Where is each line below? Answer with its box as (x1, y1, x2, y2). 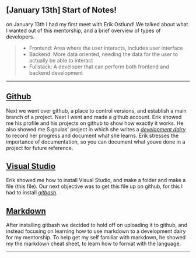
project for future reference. (6, 144, 73, 151)
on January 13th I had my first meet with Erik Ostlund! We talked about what (6, 20, 188, 27)
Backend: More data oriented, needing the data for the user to (29, 50, 178, 58)
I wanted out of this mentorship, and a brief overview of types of (6, 27, 161, 34)
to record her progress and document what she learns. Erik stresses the (6, 132, 179, 139)
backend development (29, 69, 83, 76)
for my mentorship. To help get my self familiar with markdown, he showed (6, 234, 185, 241)
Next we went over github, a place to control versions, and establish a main (6, 107, 187, 114)
